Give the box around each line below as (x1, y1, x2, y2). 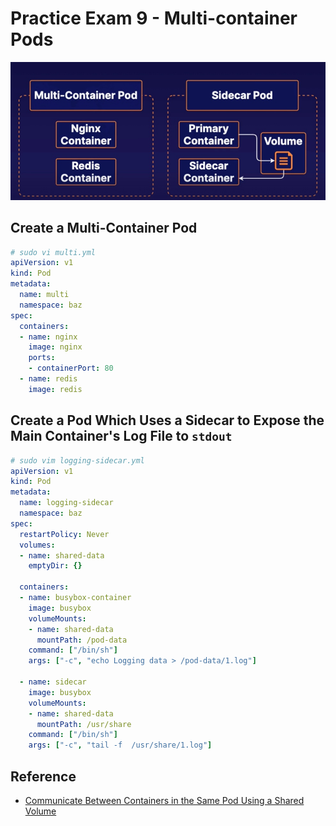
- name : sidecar (19, 677, 87, 687)
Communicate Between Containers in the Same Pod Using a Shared (24, 794, 305, 806)
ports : (28, 353, 56, 363)
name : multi (19, 290, 70, 300)
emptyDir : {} (28, 561, 83, 571)
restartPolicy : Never (19, 529, 110, 539)
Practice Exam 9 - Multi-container (10, 7, 298, 30)
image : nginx (28, 342, 83, 352)
